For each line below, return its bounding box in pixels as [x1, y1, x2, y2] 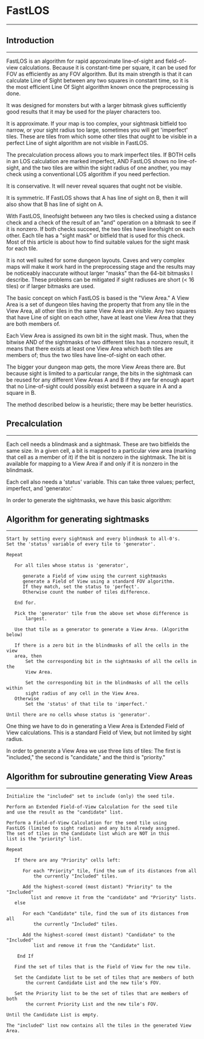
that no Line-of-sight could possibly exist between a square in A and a [6, 382, 182, 390]
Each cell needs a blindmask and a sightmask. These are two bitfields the [6, 440, 190, 448]
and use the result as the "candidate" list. [6, 809, 123, 815]
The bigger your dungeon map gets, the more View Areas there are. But [6, 363, 186, 371]
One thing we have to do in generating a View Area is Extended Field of [6, 723, 185, 730]
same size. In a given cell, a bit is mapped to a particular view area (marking [6, 447, 196, 454]
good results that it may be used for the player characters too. [6, 108, 161, 115]
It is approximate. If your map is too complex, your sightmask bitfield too [6, 119, 187, 127]
